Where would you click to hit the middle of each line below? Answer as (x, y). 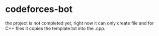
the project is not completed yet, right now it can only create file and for (80, 23)
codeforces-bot (39, 9)
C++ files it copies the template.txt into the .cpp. (55, 28)
